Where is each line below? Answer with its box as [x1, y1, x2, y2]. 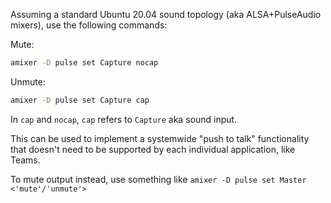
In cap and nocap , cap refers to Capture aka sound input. [10, 113, 238, 125]
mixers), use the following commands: [10, 19, 168, 31]
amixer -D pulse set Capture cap [10, 95, 150, 105]
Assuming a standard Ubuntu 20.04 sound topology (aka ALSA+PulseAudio [10, 9, 322, 20]
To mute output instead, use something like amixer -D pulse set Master [10, 173, 307, 185]
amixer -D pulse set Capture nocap [10, 58, 159, 68]
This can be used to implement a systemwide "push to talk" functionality [10, 132, 310, 144]
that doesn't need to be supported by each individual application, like [10, 143, 296, 155]
